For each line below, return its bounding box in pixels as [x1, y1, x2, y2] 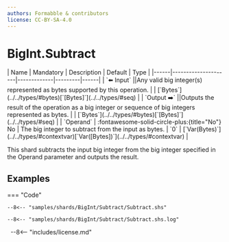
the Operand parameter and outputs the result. [7, 153, 139, 161]
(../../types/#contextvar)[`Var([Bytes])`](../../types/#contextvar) [7, 133, 185, 141]
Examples [7, 172, 50, 185]
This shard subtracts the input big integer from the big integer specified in [7, 146, 216, 154]
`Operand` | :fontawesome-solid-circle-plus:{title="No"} [63, 118, 221, 126]
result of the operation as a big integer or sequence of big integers [7, 103, 195, 111]
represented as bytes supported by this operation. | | [7, 86, 156, 94]
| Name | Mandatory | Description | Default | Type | [7, 68, 151, 77]
